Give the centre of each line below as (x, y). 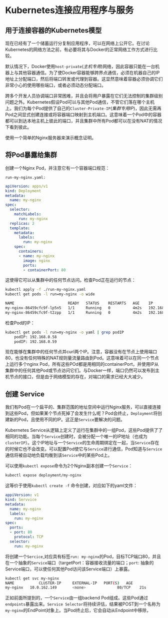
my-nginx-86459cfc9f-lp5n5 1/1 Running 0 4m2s (73, 308)
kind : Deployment (23, 191)
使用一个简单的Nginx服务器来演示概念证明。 (51, 138)
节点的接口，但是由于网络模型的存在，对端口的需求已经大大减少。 (77, 377)
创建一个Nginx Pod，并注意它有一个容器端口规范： (57, 168)
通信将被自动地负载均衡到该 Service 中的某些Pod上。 (59, 455)
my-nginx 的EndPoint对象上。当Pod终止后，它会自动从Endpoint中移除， (78, 610)
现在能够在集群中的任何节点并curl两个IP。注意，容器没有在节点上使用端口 (81, 352)
